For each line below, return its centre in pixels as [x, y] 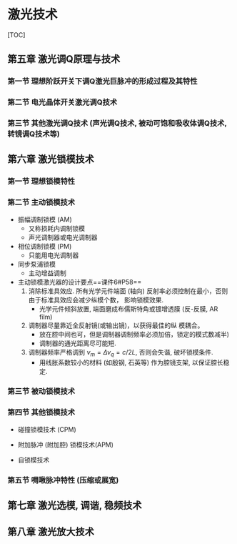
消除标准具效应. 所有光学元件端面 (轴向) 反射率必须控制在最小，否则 [128, 291]
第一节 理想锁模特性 [41, 182]
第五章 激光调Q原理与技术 [64, 59]
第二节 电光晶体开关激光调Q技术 [62, 102]
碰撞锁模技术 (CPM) [47, 429]
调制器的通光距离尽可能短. [77, 343]
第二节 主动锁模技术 [41, 202]
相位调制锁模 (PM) [45, 246]
